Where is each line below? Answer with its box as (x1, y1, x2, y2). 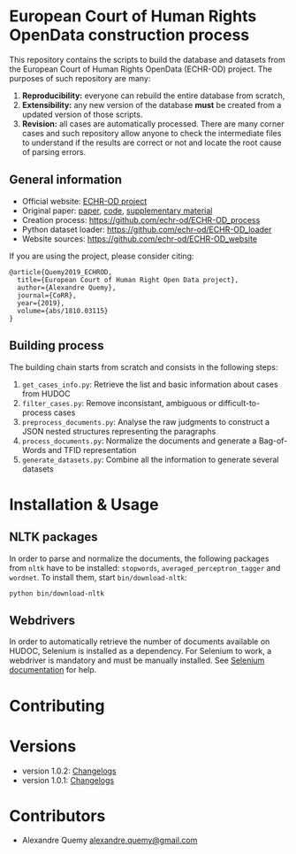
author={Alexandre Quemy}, (17, 283, 117, 292)
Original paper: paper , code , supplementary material (21, 205, 213, 216)
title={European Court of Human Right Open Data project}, (17, 275, 239, 284)
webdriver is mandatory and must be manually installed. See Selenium (9, 655, 265, 666)
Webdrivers (9, 612, 76, 627)
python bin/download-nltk (9, 589, 104, 598)
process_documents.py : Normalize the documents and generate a (21, 435, 257, 446)
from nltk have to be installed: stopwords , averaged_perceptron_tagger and (9, 562, 281, 573)
